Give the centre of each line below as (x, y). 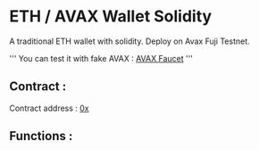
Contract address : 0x (49, 108)
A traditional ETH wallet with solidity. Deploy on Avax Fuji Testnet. (129, 41)
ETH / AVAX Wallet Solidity (111, 17)
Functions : (41, 136)
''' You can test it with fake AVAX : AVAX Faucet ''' (101, 58)
